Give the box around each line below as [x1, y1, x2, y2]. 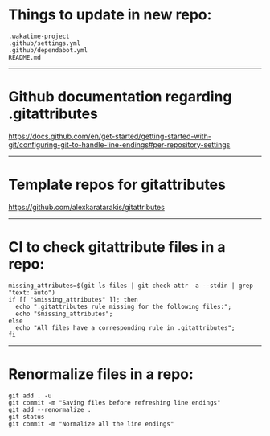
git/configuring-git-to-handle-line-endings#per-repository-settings [8, 139, 231, 150]
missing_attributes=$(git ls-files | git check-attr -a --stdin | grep [8, 282, 253, 290]
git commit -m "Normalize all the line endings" [8, 420, 174, 428]
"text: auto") [8, 288, 56, 297]
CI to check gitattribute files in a [8, 238, 226, 256]
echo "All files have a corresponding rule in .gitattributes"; [15, 323, 235, 331]
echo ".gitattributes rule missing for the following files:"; [15, 302, 231, 311]
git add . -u [8, 392, 52, 400]
